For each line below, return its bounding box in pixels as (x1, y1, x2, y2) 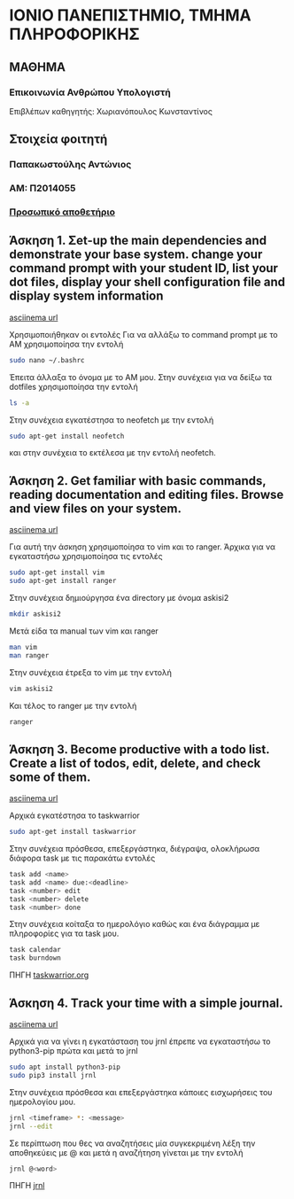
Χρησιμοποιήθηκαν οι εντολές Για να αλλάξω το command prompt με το (9, 329, 278, 339)
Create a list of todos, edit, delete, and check (9, 755, 261, 771)
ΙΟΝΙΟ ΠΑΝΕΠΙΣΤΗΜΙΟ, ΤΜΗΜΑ (9, 5, 251, 26)
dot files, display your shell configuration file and (9, 275, 286, 290)
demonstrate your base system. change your (9, 247, 263, 262)
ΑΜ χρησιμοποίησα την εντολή (9, 339, 124, 349)
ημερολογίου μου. (9, 1096, 76, 1107)
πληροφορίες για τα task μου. (9, 928, 120, 939)
